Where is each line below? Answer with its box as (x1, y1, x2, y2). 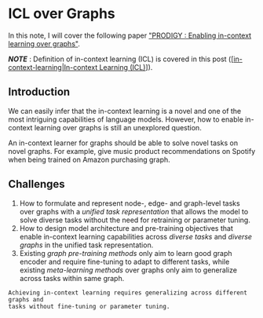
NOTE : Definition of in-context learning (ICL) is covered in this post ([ (8, 54, 234, 64)
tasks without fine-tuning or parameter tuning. (8, 302, 170, 310)
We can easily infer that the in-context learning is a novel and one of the (8, 106, 242, 115)
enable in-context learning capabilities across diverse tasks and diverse (19, 232, 253, 241)
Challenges (8, 177, 65, 191)
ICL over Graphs (8, 5, 115, 23)
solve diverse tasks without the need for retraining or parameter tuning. (19, 215, 251, 225)
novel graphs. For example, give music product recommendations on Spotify (8, 146, 256, 155)
